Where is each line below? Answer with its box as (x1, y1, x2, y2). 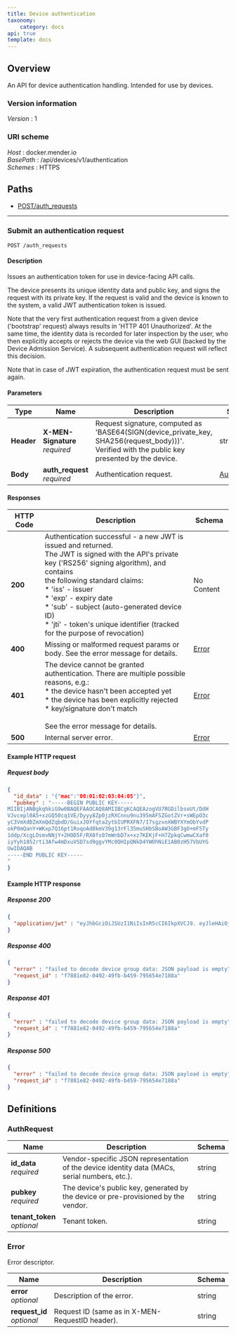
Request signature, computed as (95, 418, 202, 428)
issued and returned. (44, 541, 114, 550)
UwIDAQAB (7, 845, 33, 852)
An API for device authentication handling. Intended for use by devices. (7, 81, 214, 89)
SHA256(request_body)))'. (95, 436, 185, 446)
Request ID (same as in (53, 1307, 130, 1316)
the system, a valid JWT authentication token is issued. (7, 301, 167, 309)
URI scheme (7, 132, 49, 142)
